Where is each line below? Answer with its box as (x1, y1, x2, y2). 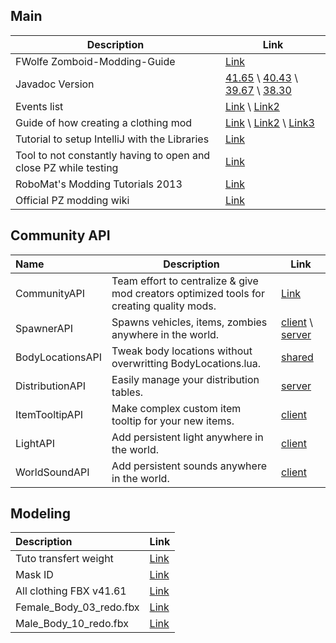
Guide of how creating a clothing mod (15, 115, 193, 129)
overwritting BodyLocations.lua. (111, 356, 262, 370)
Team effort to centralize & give (111, 274, 259, 288)
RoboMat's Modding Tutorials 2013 (15, 177, 183, 191)
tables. (111, 385, 144, 399)
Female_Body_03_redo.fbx (15, 600, 140, 614)
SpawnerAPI (15, 321, 74, 335)
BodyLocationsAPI (15, 350, 103, 364)
